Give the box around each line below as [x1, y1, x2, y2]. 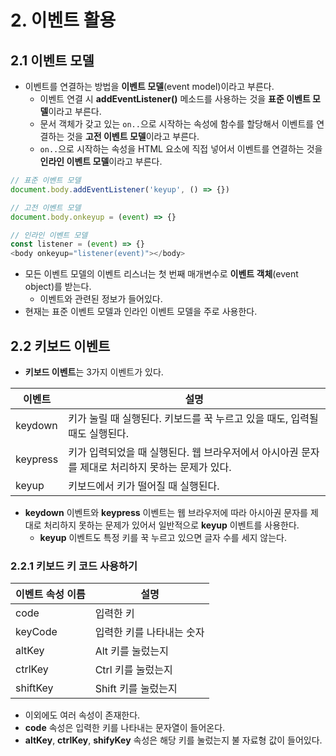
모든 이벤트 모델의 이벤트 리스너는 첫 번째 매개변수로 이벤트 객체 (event [24, 268, 299, 280]
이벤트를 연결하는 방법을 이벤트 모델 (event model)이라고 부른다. [24, 81, 275, 92]
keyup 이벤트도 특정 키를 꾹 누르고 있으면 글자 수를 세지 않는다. [39, 531, 287, 543]
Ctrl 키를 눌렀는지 [94, 663, 173, 677]
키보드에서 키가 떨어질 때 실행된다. [68, 479, 220, 493]
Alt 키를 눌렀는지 [94, 644, 169, 658]
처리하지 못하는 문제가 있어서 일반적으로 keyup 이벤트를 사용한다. [43, 519, 300, 531]
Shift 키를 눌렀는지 [94, 682, 178, 696]
